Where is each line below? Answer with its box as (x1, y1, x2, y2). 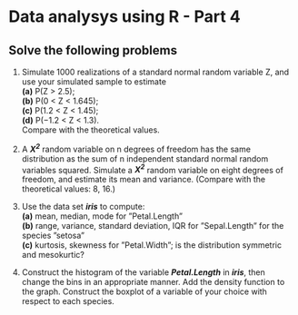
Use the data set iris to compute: (21, 202, 145, 212)
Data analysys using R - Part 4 (8, 6, 242, 27)
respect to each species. (21, 296, 114, 307)
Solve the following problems (8, 43, 178, 58)
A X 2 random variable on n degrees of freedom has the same (21, 143, 252, 154)
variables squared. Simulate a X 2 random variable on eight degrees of (21, 162, 283, 175)
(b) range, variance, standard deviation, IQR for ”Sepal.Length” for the (21, 221, 284, 231)
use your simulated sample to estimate (21, 76, 167, 87)
